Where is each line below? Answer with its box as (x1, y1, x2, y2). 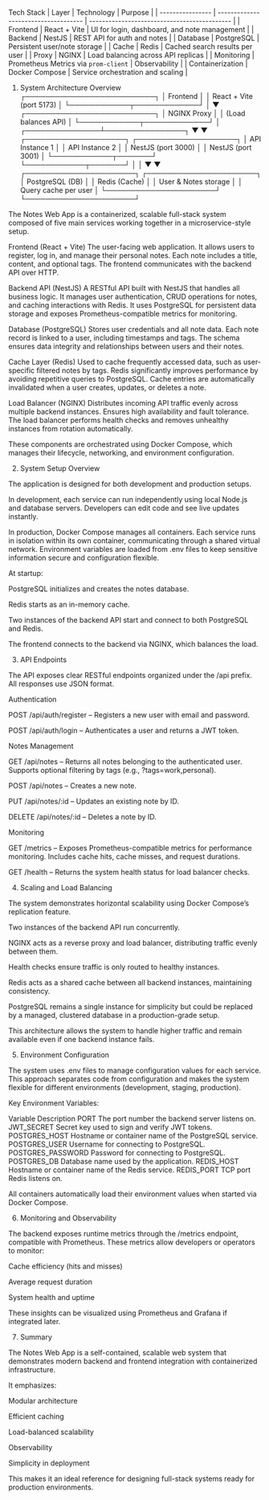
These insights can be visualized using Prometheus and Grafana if (8, 1308, 227, 1318)
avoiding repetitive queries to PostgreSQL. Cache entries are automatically (8, 374, 255, 383)
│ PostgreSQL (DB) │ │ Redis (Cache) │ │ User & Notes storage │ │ (19, 177, 243, 186)
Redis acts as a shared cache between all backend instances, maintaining (8, 978, 252, 987)
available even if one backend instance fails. (8, 1035, 155, 1044)
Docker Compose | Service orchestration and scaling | (8, 67, 188, 76)
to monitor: (8, 1246, 45, 1255)
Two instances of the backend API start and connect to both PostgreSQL (8, 615, 249, 624)
